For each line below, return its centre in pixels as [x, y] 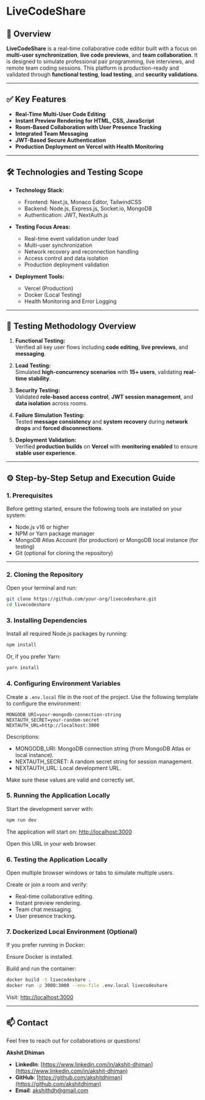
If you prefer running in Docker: [46, 945]
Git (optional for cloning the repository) [64, 553]
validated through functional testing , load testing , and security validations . [103, 74]
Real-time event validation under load [71, 238]
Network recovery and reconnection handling [81, 251]
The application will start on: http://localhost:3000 [69, 832]
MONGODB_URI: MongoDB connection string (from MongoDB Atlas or [103, 748]
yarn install [23, 668]
